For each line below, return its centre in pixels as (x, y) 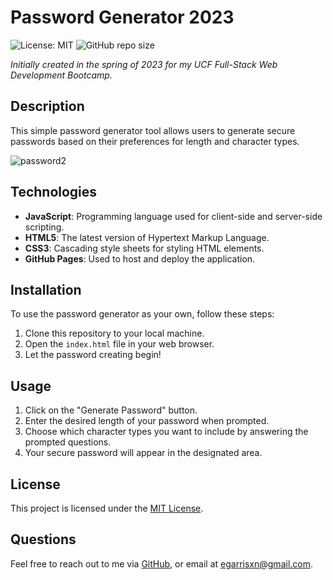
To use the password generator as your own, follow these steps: (142, 314)
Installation (46, 289)
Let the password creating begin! (93, 355)
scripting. (44, 227)
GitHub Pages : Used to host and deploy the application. (140, 258)
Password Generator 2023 (122, 17)
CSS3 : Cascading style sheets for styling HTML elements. (144, 248)
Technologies (54, 192)
